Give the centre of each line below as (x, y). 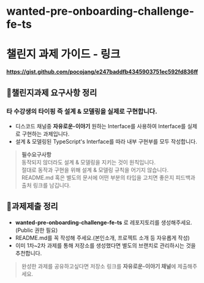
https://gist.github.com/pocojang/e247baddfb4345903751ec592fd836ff (102, 72)
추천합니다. (28, 253)
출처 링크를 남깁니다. (46, 185)
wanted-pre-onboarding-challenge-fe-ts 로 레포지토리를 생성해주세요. (104, 222)
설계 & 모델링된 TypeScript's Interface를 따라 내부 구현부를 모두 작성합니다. (106, 141)
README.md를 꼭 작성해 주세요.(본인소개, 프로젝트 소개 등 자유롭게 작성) (102, 238)
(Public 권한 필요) (36, 230)
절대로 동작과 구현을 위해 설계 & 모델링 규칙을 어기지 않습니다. (95, 169)
